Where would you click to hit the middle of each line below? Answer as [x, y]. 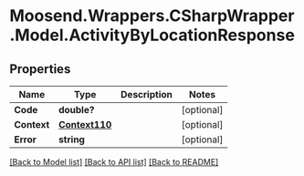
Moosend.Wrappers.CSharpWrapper [152, 16]
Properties [40, 69]
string [71, 140]
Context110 [85, 124]
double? [76, 110]
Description [147, 94]
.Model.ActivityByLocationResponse [152, 35]
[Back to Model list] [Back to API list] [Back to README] [114, 162]
